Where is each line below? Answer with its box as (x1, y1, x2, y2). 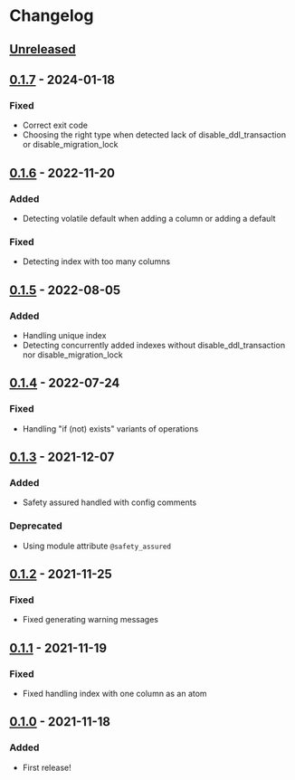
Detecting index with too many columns (22, 256, 170, 267)
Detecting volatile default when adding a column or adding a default (22, 213, 276, 224)
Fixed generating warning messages (22, 614, 158, 625)
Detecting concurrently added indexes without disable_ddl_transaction (22, 339, 286, 350)
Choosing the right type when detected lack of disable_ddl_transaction (22, 129, 287, 140)
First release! (22, 762, 71, 773)
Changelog (9, 5, 94, 26)
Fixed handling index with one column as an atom (22, 688, 207, 699)
